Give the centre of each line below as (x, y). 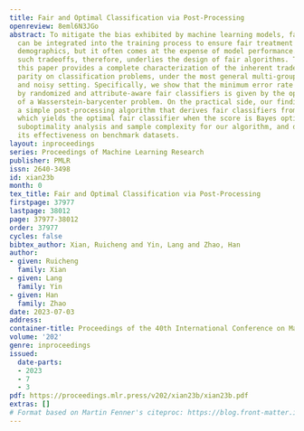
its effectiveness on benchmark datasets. (99, 136)
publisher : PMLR (40, 160)
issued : (24, 353)
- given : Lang (36, 278)
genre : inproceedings (50, 345)
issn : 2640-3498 (40, 169)
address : (26, 320)
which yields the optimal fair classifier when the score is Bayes (147, 118)
